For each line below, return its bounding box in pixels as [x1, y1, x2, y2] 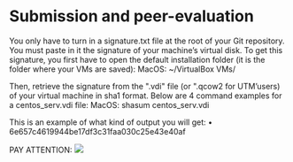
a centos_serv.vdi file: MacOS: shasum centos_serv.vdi [9, 99, 210, 110]
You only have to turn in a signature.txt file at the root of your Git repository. [9, 35, 285, 46]
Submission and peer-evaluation [9, 6, 254, 27]
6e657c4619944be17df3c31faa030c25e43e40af [9, 126, 186, 136]
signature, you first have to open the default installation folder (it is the [9, 54, 266, 65]
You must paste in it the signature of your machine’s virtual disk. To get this [9, 44, 283, 55]
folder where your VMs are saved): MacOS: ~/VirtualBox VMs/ [9, 64, 236, 74]
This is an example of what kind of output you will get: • [9, 117, 213, 127]
